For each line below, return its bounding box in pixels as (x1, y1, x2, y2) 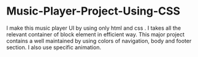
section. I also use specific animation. (6, 44, 101, 51)
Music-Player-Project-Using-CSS (6, 4, 181, 18)
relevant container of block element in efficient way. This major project (6, 30, 185, 38)
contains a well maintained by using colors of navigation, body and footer (6, 37, 192, 44)
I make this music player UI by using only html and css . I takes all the (6, 24, 181, 32)
